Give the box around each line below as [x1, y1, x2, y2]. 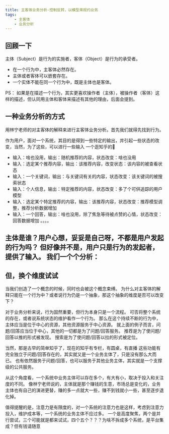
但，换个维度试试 [5, 271, 58, 280]
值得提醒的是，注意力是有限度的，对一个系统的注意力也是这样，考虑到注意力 [5, 404, 164, 410]
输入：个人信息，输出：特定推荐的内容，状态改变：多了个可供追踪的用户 [12, 186, 162, 192]
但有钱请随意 [14, 423, 41, 429]
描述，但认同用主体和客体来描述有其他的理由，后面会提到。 [14, 96, 137, 102]
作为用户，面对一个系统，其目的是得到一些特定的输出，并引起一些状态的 [5, 137, 155, 143]
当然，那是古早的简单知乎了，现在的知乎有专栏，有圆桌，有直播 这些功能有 [5, 345, 161, 351]
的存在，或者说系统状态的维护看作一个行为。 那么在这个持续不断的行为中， [5, 315, 161, 321]
